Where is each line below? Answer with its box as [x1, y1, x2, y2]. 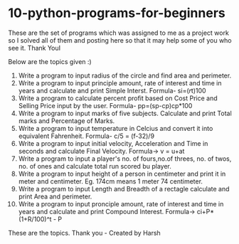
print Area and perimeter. [18, 192, 92, 201]
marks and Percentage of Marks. [18, 116, 115, 125]
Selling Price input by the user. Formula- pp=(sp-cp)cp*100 [18, 101, 193, 110]
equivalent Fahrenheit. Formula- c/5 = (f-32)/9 [18, 132, 155, 140]
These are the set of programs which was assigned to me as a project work [8, 28, 230, 37]
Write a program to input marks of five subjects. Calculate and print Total [18, 109, 232, 117]
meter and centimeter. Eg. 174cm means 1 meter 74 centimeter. [18, 176, 203, 186]
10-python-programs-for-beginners [8, 5, 226, 21]
